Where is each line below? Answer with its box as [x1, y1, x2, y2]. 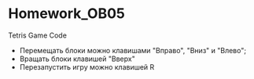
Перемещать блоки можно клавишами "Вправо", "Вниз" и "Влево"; [19, 45, 246, 55]
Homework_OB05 [8, 5, 126, 23]
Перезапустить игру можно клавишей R [19, 62, 155, 71]
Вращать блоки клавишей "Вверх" [19, 54, 135, 63]
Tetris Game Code [8, 31, 67, 40]
